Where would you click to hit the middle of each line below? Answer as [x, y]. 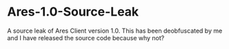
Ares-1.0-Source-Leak [73, 12]
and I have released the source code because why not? [86, 37]
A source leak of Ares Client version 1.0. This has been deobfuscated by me [115, 31]
